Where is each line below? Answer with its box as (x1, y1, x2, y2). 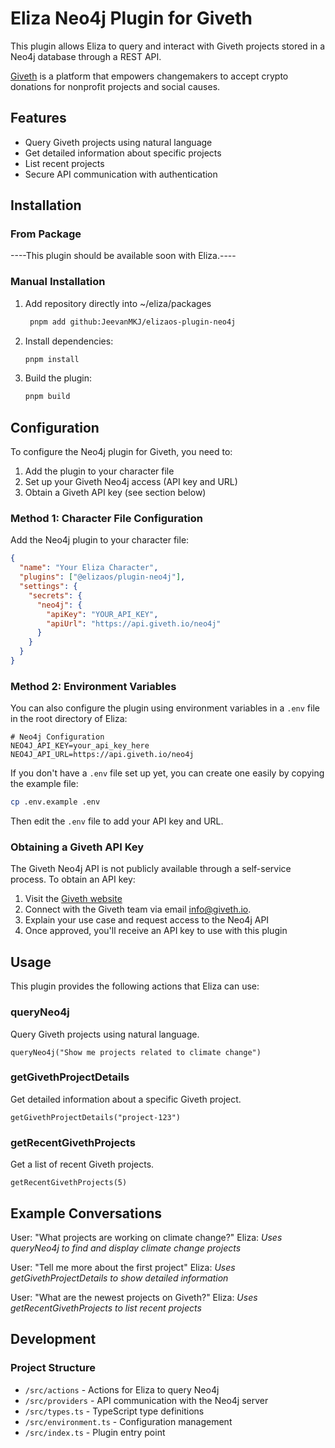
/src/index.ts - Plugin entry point (24, 1426, 166, 1438)
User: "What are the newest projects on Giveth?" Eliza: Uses (10, 1291, 258, 1303)
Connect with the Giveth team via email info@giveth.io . (24, 903, 252, 916)
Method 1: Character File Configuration (10, 512, 203, 526)
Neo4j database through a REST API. (10, 50, 162, 62)
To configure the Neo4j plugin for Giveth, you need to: (10, 446, 233, 458)
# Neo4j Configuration (10, 732, 105, 742)
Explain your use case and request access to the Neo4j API (24, 914, 270, 926)
